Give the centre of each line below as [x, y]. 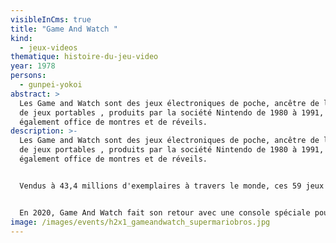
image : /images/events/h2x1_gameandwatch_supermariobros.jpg [140, 222]
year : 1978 [33, 66]
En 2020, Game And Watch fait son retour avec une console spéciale [165, 212]
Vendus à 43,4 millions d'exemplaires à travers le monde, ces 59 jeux [172, 186]
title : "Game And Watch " [64, 29]
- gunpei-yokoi [51, 85]
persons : [28, 76]
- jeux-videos [48, 47]
